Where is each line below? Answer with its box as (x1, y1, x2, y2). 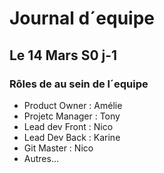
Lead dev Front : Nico (23, 120, 114, 132)
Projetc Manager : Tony (23, 110, 121, 122)
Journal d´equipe (9, 7, 156, 30)
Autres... (23, 152, 60, 164)
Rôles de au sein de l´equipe (9, 77, 149, 91)
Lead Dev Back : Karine (23, 131, 121, 143)
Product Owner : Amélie (23, 99, 123, 111)
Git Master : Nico (23, 142, 94, 154)
